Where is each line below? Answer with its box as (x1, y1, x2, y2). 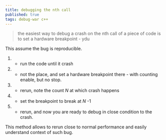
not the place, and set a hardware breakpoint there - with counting (20, 72, 158, 78)
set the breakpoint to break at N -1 (20, 98, 92, 104)
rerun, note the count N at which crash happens (20, 88, 120, 94)
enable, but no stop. (20, 77, 62, 83)
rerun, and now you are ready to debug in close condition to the (20, 109, 152, 115)
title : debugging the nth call (5, 7, 71, 13)
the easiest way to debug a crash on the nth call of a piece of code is (17, 31, 161, 37)
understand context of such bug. (5, 129, 73, 135)
